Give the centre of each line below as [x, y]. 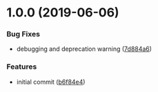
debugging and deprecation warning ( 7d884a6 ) [84, 49]
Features [22, 67]
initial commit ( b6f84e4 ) [51, 82]
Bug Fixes [23, 34]
